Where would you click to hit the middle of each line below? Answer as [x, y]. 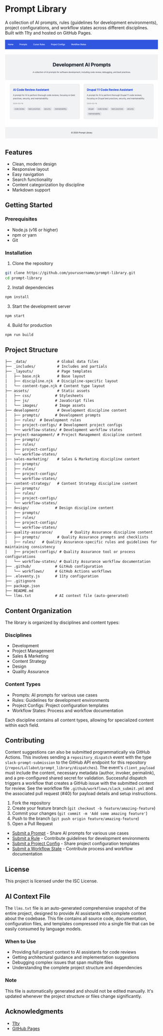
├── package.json [23, 586]
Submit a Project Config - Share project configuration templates [76, 844]
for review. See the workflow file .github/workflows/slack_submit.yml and [79, 788]
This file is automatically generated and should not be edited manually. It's [79, 991]
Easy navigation [28, 175]
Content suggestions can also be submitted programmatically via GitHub [78, 752]
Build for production [32, 325]
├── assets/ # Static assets [48, 391]
